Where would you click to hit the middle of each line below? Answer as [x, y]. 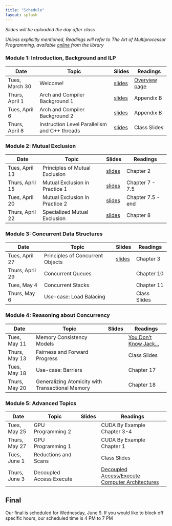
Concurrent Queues [68, 274]
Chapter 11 [150, 285]
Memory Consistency [61, 337]
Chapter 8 [138, 215]
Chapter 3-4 [116, 431]
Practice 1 [55, 189]
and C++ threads [60, 130]
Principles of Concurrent [74, 256]
